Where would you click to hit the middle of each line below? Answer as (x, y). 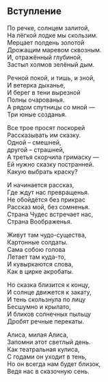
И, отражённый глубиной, (45, 57)
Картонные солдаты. (38, 242)
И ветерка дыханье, (36, 85)
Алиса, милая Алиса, (38, 335)
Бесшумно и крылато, (39, 306)
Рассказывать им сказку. (44, 135)
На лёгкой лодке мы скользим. (52, 35)
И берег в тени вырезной (44, 92)
